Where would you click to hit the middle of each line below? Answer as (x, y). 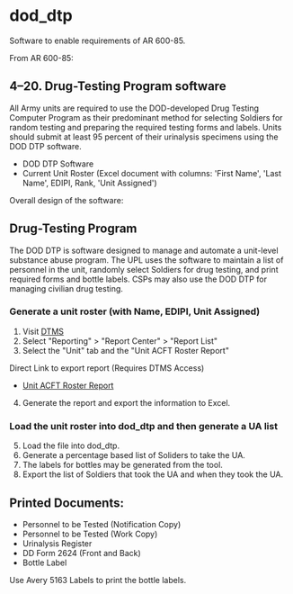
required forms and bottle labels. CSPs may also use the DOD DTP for (138, 279)
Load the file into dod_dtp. (71, 445)
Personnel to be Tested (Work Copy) (90, 534)
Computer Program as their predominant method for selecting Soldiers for (146, 117)
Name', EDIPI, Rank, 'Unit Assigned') (89, 183)
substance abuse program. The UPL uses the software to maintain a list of (146, 260)
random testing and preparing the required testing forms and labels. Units (146, 127)
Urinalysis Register (57, 543)
